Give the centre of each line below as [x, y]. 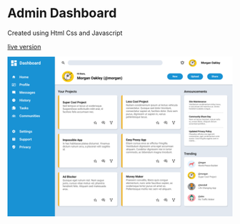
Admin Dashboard [62, 13]
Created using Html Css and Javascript [65, 33]
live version [24, 46]
